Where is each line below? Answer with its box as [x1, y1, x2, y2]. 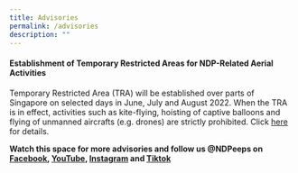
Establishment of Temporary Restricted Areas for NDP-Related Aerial [9, 58, 274, 68]
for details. [9, 125, 50, 136]
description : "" [9, 30, 70, 39]
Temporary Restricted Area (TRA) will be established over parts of [9, 87, 255, 98]
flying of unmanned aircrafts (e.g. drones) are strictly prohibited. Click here [9, 116, 289, 127]
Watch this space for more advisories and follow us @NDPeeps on [9, 143, 264, 154]
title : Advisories [9, 13, 79, 23]
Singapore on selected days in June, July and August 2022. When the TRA [9, 96, 288, 108]
